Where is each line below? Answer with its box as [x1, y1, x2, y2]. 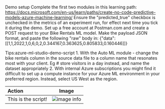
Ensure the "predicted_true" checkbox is [73, 15, 156, 20]
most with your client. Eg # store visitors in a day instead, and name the [5, 61, 150, 66]
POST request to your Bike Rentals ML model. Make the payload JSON [5, 30, 148, 36]
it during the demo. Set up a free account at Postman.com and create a [5, 25, 149, 31]
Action [7, 87, 24, 94]
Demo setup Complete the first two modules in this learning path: [5, 4, 137, 10]
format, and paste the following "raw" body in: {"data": [5, 35, 116, 41]
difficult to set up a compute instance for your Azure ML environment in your [5, 71, 160, 76]
